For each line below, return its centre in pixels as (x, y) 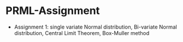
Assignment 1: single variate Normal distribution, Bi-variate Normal (96, 27)
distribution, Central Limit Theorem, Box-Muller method (82, 33)
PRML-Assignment (53, 11)
